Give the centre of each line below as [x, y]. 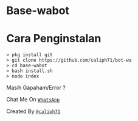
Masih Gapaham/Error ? [36, 88]
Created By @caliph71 [33, 111]
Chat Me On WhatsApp [33, 100]
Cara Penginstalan [54, 39]
